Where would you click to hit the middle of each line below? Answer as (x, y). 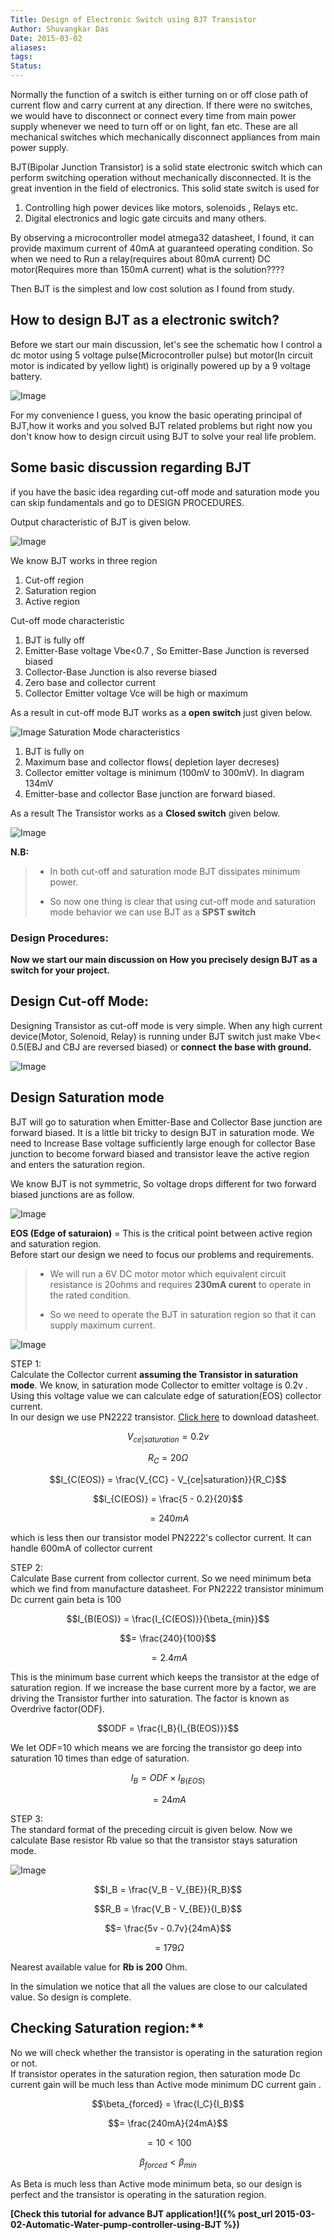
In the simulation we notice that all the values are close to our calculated (159, 1986)
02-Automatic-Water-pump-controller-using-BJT (116, 2224)
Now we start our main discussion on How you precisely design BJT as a (164, 959)
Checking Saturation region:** (107, 2028)
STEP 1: (26, 1363)
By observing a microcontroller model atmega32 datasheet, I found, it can (162, 237)
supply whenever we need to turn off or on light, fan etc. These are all (154, 126)
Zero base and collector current (90, 682)
